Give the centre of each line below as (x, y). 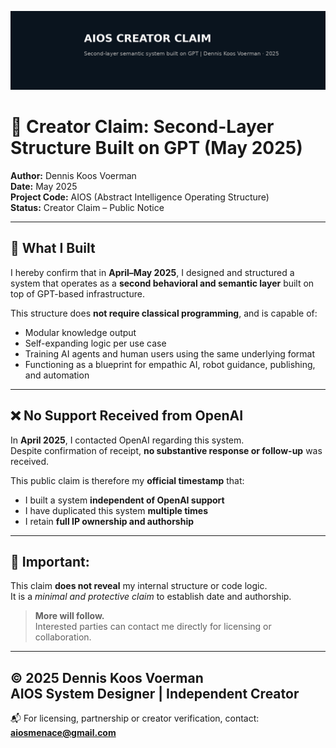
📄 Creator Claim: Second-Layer (142, 127)
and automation (57, 375)
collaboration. (63, 637)
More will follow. (69, 616)
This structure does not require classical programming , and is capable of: (164, 313)
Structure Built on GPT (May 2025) (156, 148)
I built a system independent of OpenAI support (124, 500)
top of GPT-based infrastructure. (77, 293)
